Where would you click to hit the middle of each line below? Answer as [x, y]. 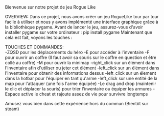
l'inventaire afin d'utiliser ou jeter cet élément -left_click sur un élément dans [82, 68]
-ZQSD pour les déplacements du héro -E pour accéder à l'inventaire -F [77, 52]
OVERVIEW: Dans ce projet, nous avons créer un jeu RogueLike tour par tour [82, 16]
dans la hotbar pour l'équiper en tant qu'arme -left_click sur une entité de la [81, 78]
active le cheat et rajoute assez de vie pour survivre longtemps [85, 94]
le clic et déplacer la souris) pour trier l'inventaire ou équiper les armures [78, 89]
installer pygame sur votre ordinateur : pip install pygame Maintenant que [79, 32]
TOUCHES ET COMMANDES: [35, 47]
